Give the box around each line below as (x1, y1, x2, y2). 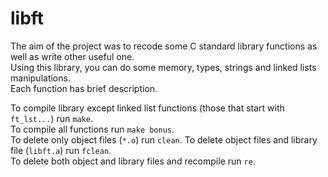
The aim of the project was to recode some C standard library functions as (10, 40, 318, 52)
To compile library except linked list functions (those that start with (10, 102, 285, 114)
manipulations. (10, 72, 71, 84)
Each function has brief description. (10, 82, 158, 94)
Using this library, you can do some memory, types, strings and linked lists (10, 61, 317, 73)
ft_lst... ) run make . (10, 112, 93, 124)
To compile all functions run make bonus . (10, 123, 175, 135)
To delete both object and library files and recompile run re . (10, 155, 256, 167)
